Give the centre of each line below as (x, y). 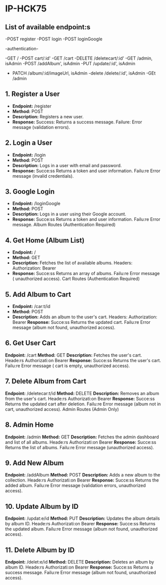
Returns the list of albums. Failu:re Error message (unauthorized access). (80, 447)
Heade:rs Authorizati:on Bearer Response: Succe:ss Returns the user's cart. (83, 360)
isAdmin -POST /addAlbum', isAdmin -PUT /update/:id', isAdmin (70, 63)
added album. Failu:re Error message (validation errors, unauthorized (76, 486)
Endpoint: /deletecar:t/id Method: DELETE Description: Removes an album (82, 393)
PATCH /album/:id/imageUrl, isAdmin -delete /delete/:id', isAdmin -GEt (84, 73)
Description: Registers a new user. (48, 116)
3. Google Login (30, 192)
